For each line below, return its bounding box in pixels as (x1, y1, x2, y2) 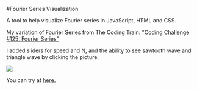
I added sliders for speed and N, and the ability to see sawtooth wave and (6, 47, 192, 54)
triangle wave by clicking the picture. (6, 54, 99, 60)
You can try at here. (6, 77, 56, 84)
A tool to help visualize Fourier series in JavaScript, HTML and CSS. (6, 17, 177, 24)
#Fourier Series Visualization (6, 5, 79, 12)
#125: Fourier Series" (6, 35, 59, 42)
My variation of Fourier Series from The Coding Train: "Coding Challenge (6, 29, 190, 36)
